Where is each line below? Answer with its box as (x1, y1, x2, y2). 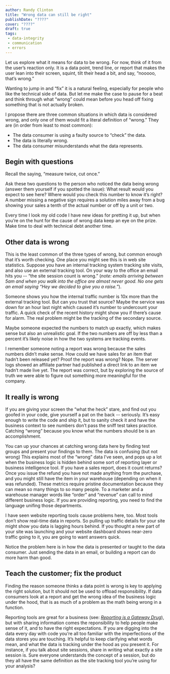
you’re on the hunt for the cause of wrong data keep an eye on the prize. (5, 218, 157, 224)
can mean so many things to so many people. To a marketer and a (5, 486, 144, 493)
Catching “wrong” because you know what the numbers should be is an (5, 428, 156, 434)
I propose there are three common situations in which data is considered (5, 111, 157, 117)
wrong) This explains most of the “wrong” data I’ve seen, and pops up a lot (5, 454, 162, 460)
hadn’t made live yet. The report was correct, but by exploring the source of (5, 367, 164, 374)
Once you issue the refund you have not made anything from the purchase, (5, 470, 162, 476)
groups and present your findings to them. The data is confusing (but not (5, 448, 158, 455)
